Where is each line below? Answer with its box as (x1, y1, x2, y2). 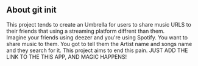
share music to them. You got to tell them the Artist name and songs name (6, 40, 193, 47)
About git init (6, 5, 57, 15)
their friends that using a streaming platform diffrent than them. (6, 27, 165, 35)
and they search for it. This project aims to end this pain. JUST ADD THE (6, 47, 188, 54)
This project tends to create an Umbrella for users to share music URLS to (6, 21, 192, 28)
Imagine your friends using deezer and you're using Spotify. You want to (6, 33, 188, 41)
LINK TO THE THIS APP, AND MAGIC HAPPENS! (6, 53, 127, 60)
